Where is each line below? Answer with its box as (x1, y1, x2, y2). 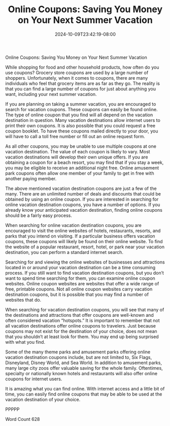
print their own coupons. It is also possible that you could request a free (5, 122, 156, 128)
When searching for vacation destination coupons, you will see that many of (5, 306, 164, 313)
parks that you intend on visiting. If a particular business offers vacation (5, 233, 156, 239)
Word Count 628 (5, 416, 40, 422)
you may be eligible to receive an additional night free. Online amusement (5, 165, 159, 171)
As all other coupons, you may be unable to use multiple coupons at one (5, 143, 156, 149)
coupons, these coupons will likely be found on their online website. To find (5, 238, 163, 244)
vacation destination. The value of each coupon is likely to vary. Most (5, 148, 151, 154)
